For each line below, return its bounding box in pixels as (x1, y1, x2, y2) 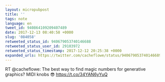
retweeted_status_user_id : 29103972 (5, 44, 80, 49)
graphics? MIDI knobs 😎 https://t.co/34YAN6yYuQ (5, 72, 108, 78)
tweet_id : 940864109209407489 (5, 26, 67, 30)
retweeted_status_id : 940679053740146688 (5, 39, 91, 44)
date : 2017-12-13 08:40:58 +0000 (5, 30, 74, 35)
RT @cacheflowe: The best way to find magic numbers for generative (5, 66, 146, 72)
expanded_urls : (5, 53, 36, 58)
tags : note (5, 16, 27, 21)
